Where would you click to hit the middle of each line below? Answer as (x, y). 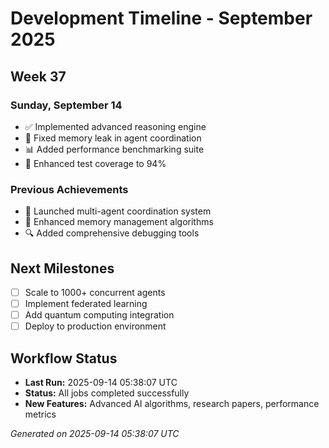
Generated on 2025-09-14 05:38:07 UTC (95, 434)
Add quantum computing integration (99, 315)
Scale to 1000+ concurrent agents (95, 292)
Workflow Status (64, 358)
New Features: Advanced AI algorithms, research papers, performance (172, 404)
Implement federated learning (86, 304)
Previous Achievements (69, 189)
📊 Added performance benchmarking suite (114, 149)
